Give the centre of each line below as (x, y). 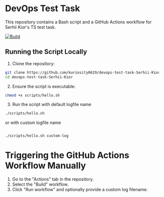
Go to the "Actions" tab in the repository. (53, 179)
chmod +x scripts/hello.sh (32, 95)
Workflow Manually (46, 166)
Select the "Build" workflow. (40, 184)
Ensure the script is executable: (44, 86)
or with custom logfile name (33, 123)
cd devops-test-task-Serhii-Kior (39, 77)
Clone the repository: (33, 63)
